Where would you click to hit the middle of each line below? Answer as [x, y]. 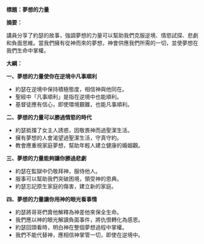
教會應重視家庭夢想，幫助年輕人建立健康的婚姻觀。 [79, 145]
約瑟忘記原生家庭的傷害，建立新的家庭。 [66, 186]
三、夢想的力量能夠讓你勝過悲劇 [46, 158]
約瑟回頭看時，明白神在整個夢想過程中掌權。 [71, 227]
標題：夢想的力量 [28, 9]
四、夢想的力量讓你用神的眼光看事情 [52, 199]
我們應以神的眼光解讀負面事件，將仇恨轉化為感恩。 [79, 220]
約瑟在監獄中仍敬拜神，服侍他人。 [58, 171]
